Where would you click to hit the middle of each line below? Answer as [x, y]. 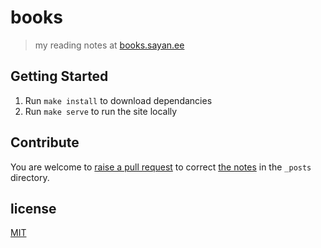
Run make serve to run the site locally [101, 111]
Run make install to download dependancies [118, 100]
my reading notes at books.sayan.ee [109, 45]
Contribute [45, 142]
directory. [30, 177]
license [33, 208]
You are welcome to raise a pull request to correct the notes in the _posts [161, 167]
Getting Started [59, 76]
